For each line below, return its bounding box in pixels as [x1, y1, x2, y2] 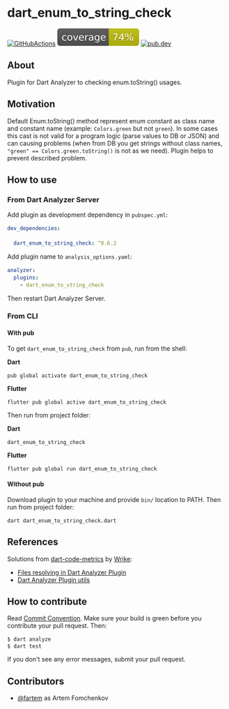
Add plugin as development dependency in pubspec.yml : [7, 211, 168, 219]
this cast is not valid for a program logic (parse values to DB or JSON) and [7, 131, 219, 140]
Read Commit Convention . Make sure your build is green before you [7, 614, 202, 623]
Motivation [7, 98, 56, 110]
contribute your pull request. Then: [7, 622, 107, 630]
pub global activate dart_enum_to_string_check [7, 372, 148, 379]
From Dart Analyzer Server [7, 195, 100, 204]
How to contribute [7, 596, 88, 608]
